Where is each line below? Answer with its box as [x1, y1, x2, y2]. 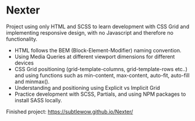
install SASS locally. [14, 96, 63, 103]
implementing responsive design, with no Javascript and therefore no [6, 29, 174, 36]
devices [14, 59, 34, 66]
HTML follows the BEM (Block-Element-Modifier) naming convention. [14, 46, 182, 53]
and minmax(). [14, 78, 50, 85]
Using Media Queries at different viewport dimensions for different [14, 53, 175, 60]
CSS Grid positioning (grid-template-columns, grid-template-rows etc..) [14, 65, 188, 72]
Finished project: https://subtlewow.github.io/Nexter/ [6, 108, 134, 115]
